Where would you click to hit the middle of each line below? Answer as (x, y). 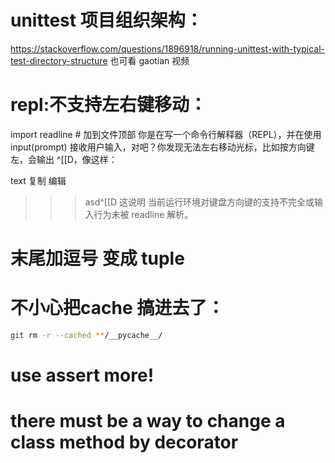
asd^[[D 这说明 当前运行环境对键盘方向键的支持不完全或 (199, 202)
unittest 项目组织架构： (106, 20)
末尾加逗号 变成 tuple (97, 258)
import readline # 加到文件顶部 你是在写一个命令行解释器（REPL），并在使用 (166, 134)
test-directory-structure (59, 60)
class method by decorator (124, 442)
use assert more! (82, 375)
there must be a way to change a (148, 421)
